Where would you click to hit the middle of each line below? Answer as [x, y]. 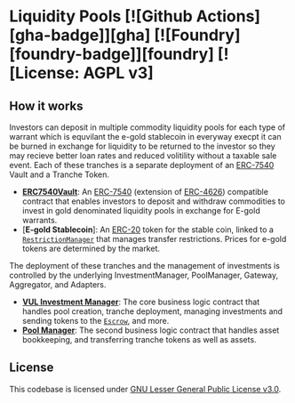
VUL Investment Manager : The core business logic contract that [141, 302]
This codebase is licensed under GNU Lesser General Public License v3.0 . [145, 389]
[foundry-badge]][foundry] [112, 54]
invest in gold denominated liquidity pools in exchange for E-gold [141, 210]
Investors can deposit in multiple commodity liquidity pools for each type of [147, 127]
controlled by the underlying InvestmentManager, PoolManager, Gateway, [144, 275]
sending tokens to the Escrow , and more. [96, 321]
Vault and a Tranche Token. [59, 174]
